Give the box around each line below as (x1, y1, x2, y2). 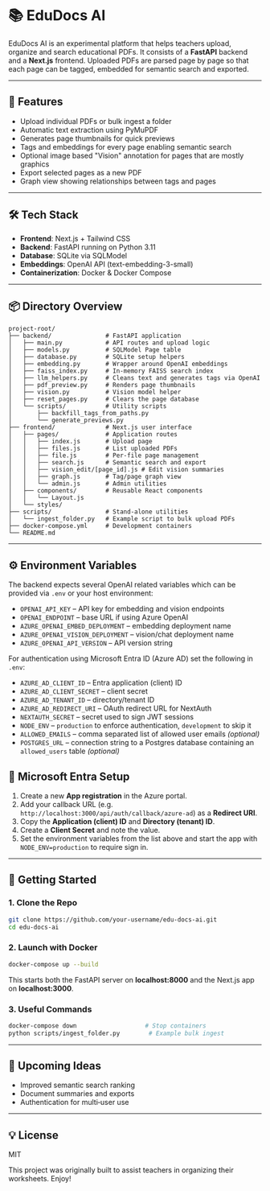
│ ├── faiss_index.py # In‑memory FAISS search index (8, 367, 215, 375)
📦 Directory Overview (8, 299, 123, 313)
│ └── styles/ (8, 501, 63, 509)
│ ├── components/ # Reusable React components (8, 487, 203, 495)
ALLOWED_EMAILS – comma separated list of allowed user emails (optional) (19, 729, 260, 739)
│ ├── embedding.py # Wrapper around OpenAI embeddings (8, 360, 228, 369)
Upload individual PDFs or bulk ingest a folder (19, 116, 172, 126)
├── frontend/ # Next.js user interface (8, 423, 193, 431)
